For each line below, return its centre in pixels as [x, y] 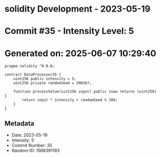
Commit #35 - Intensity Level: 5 [69, 31]
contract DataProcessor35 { [33, 75]
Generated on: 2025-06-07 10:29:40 [80, 53]
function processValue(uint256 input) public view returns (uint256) [85, 92]
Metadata [19, 123]
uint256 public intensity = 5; [45, 79]
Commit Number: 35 [32, 145]
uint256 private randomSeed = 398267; [52, 83]
